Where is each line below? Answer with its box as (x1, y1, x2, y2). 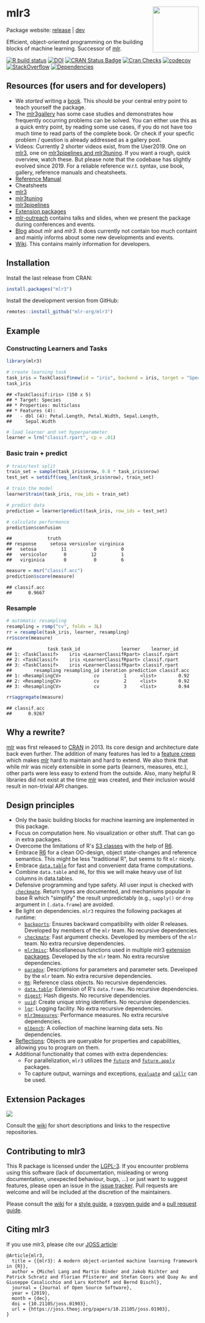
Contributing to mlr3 (6, 1146, 85, 1157)
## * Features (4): (6, 408, 56, 414)
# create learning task (6, 369, 67, 375)
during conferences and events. (15, 220, 96, 228)
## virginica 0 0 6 (6, 557, 124, 563)
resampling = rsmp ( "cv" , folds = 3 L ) (6, 624, 103, 630)
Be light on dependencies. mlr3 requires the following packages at (15, 907, 182, 915)
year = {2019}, (12, 1290, 51, 1296)
